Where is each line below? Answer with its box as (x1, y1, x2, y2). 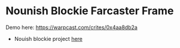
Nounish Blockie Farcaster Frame (5, 4, 174, 18)
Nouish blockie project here (14, 35, 83, 42)
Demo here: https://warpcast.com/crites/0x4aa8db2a (5, 24, 138, 31)
